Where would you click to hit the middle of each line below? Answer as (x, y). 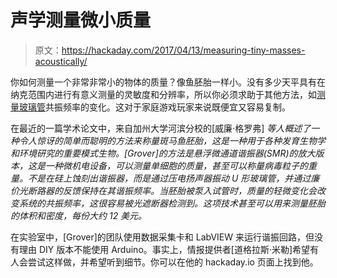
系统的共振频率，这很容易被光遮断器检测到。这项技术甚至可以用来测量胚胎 (172, 203)
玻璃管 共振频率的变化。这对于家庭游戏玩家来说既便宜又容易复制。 (154, 107)
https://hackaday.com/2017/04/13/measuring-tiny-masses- (183, 50)
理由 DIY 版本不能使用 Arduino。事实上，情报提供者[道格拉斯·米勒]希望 (164, 249)
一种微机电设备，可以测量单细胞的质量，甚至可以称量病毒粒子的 (176, 165)
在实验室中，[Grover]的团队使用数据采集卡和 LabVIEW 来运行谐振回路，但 (162, 237)
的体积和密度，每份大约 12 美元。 (79, 215)
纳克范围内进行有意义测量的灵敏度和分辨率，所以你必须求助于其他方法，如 (163, 94)
